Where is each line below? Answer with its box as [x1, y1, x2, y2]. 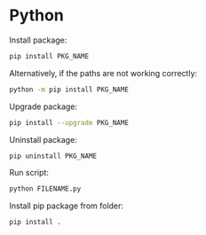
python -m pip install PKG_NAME [9, 85, 129, 94]
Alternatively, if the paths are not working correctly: [9, 67, 198, 78]
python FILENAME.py [9, 184, 82, 193]
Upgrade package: [9, 101, 78, 112]
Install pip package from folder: [9, 200, 124, 211]
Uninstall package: [9, 134, 77, 145]
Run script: [9, 168, 49, 178]
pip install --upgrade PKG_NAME [9, 118, 129, 127]
